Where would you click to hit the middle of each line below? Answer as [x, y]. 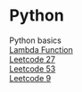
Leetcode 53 [33, 69]
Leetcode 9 [30, 78]
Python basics [36, 40]
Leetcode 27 [33, 59]
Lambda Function [41, 49]
